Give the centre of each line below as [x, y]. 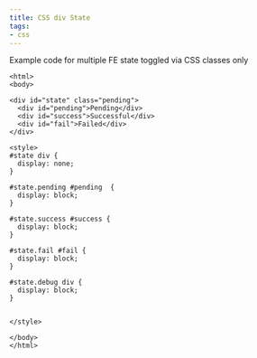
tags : [19, 26]
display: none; [46, 164]
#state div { [34, 156]
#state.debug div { [46, 283]
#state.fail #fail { [48, 251]
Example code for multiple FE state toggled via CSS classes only [129, 61]
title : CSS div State [50, 18]
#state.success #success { [60, 219]
